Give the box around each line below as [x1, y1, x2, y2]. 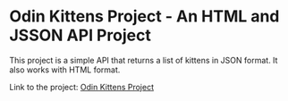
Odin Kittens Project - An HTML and [9, 6, 280, 27]
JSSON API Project [9, 25, 152, 46]
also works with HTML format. [9, 64, 121, 75]
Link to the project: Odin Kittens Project [9, 81, 155, 92]
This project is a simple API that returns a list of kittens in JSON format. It [9, 55, 278, 65]
